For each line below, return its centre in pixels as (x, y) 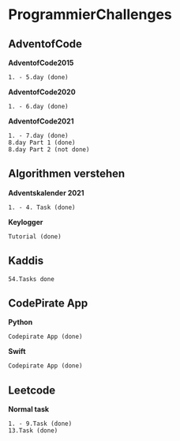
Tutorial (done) (35, 236)
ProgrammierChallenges (90, 15)
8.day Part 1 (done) (42, 143)
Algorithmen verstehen (67, 174)
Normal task (29, 409)
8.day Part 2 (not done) (49, 150)
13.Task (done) (33, 431)
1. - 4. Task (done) (42, 207)
